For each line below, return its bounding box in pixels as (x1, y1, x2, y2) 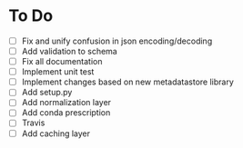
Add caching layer (21, 128, 91, 139)
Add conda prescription (21, 107, 111, 118)
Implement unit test (21, 66, 95, 77)
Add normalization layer (21, 97, 111, 108)
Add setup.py (21, 87, 73, 98)
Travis (21, 117, 46, 128)
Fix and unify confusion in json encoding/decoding (21, 35, 213, 46)
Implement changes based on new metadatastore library (21, 76, 234, 87)
